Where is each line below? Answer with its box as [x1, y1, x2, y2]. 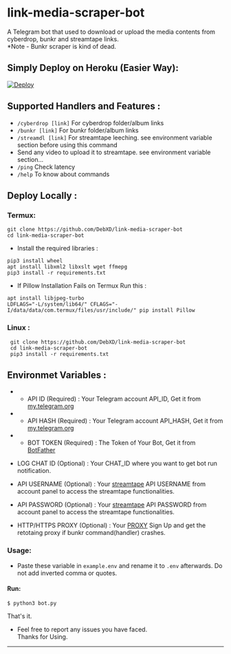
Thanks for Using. [16, 632, 68, 641]
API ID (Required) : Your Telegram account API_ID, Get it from [27, 394, 201, 403]
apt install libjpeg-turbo [7, 295, 85, 302]
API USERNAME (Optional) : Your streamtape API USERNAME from [16, 480, 206, 488]
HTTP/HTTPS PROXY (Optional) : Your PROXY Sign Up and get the [16, 521, 206, 529]
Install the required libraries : [16, 244, 98, 253]
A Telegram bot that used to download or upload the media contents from [7, 28, 215, 36]
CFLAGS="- [90, 301, 118, 308]
